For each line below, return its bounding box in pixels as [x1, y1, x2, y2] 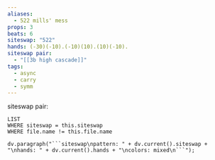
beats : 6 [7, 30, 33, 38]
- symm [13, 83, 33, 90]
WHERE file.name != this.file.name [7, 128, 113, 135]
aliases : [7, 10, 33, 18]
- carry [13, 76, 37, 84]
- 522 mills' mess [13, 17, 69, 24]
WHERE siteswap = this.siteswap [7, 122, 103, 130]
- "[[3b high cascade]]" [13, 57, 87, 64]
